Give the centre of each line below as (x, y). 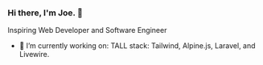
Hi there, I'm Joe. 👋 (45, 13)
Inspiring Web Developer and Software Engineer (87, 30)
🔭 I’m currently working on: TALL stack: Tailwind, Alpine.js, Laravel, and (137, 46)
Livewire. (34, 55)
